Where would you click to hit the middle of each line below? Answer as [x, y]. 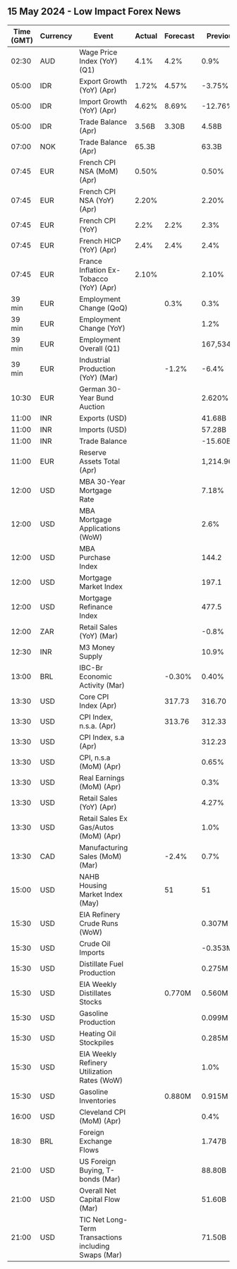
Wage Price [98, 52]
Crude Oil [95, 943]
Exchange [96, 1141]
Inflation [92, 269]
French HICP [100, 241]
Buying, [91, 1170]
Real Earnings [102, 777]
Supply [91, 656]
